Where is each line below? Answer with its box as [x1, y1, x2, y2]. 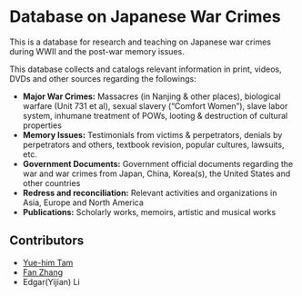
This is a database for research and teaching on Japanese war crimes [9, 36, 271, 47]
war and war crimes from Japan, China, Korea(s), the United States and [22, 168, 291, 179]
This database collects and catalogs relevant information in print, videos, [9, 64, 282, 74]
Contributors [9, 233, 85, 249]
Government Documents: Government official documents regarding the [22, 158, 294, 169]
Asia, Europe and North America [22, 197, 144, 208]
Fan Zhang [22, 266, 64, 278]
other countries [22, 177, 81, 188]
